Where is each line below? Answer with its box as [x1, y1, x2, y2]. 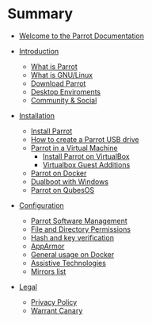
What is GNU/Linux [30, 70, 93, 79]
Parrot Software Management [30, 216, 127, 225]
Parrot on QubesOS [30, 185, 95, 194]
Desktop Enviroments [30, 87, 101, 96]
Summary [7, 5, 73, 23]
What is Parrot [30, 61, 78, 71]
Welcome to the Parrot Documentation [18, 31, 144, 40]
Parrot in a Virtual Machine [30, 143, 118, 152]
